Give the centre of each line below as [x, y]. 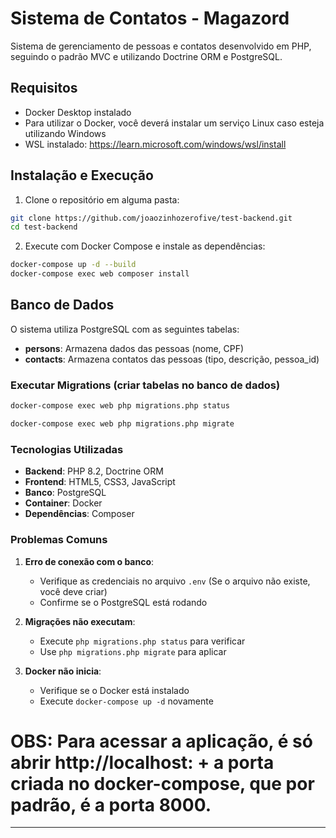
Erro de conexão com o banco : [89, 561]
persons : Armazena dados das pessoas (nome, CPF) [134, 348]
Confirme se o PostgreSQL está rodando [123, 602]
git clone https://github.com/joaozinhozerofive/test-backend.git [151, 218]
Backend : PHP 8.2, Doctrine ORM [94, 471]
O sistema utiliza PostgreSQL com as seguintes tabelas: [125, 329]
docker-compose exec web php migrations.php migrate [122, 424]
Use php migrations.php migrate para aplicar [133, 651]
